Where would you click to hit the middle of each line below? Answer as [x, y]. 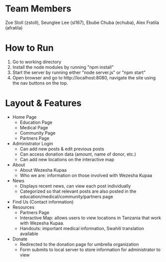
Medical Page [34, 127]
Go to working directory [37, 62]
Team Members [38, 9]
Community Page [38, 133]
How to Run [29, 48]
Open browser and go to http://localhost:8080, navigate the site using [84, 77]
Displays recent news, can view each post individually [75, 186]
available [29, 234]
